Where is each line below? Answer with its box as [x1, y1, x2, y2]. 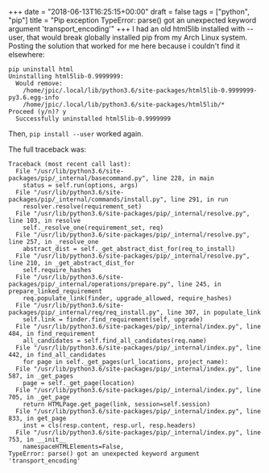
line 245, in [177, 280, 221, 288]
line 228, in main [152, 174, 215, 182]
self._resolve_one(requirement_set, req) [23, 224, 163, 232]
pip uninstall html [8, 65, 74, 73]
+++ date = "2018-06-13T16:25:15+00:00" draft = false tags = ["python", [8, 7, 250, 16]
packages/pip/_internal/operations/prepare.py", [8, 280, 175, 288]
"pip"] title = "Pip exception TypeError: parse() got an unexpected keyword [8, 15, 257, 25]
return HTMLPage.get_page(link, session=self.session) [23, 400, 211, 408]
